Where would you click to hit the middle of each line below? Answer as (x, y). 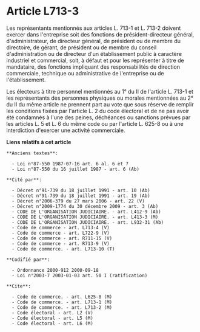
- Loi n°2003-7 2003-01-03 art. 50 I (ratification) (80, 275)
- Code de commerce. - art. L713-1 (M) (62, 302)
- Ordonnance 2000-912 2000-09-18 (55, 270)
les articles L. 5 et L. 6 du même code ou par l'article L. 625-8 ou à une (95, 123)
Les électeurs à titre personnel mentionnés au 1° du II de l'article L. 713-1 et (100, 91)
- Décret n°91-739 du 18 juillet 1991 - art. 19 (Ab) (81, 196)
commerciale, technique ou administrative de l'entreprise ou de (85, 73)
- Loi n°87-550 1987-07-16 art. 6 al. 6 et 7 (70, 164)
